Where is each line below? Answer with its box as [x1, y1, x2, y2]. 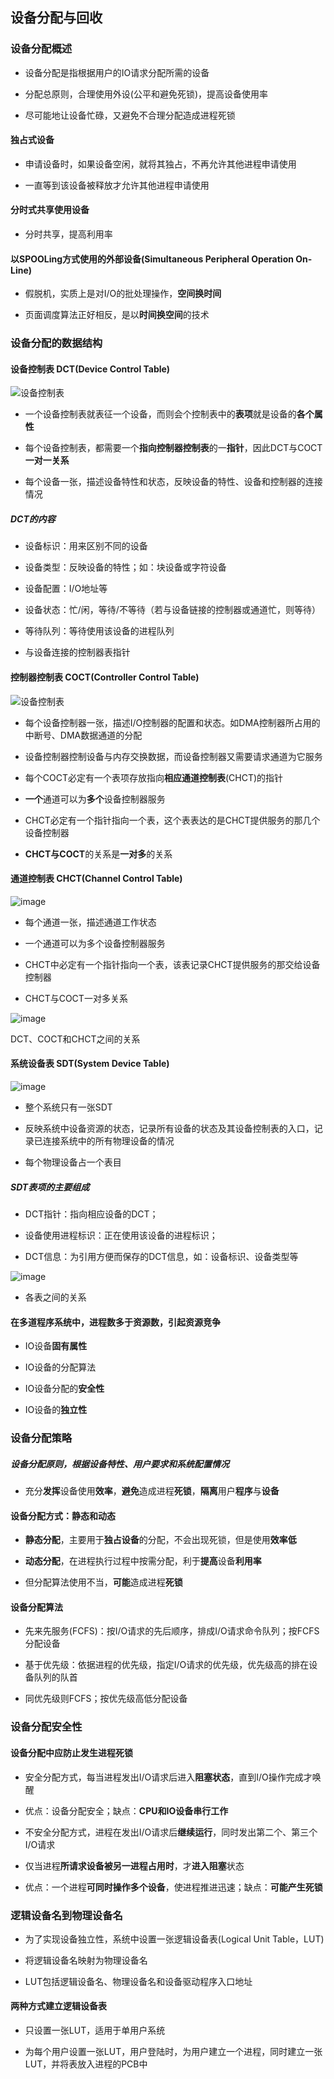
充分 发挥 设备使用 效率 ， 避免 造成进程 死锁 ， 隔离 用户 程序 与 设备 [24, 1485, 280, 1497]
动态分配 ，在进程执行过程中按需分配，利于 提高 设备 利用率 [24, 1555, 262, 1567]
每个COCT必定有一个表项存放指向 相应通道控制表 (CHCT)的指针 [24, 771, 284, 783]
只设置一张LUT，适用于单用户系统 [24, 2024, 166, 2037]
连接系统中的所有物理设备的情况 [42, 1135, 175, 1147]
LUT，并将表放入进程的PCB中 [24, 2058, 148, 2070]
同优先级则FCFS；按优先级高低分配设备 [24, 1693, 188, 1705]
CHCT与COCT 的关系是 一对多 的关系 [24, 848, 173, 860]
